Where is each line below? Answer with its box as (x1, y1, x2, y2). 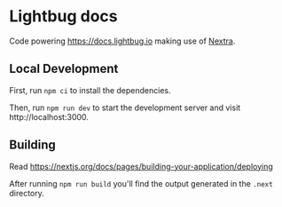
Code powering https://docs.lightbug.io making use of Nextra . (9, 36, 236, 46)
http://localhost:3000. (9, 111, 89, 122)
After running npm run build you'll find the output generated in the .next (9, 178, 273, 188)
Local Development (9, 61, 119, 76)
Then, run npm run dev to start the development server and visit (9, 102, 241, 113)
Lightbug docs (9, 6, 118, 27)
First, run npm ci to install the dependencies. (9, 84, 171, 95)
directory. (9, 187, 44, 198)
